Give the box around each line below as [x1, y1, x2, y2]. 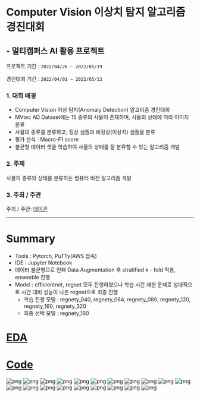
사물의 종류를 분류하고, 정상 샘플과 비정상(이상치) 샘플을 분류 [14, 128, 156, 136]
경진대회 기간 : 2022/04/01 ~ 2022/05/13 [6, 75, 102, 82]
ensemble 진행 [14, 273, 51, 281]
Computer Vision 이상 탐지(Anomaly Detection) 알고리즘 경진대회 [14, 106, 170, 114]
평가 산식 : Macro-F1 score [14, 136, 79, 143]
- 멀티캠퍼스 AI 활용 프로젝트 [6, 46, 105, 56]
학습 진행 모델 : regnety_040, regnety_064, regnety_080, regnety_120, [23, 295, 191, 303]
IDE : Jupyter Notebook [14, 259, 73, 266]
